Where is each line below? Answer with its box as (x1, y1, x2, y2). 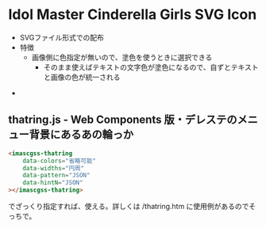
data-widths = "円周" (22, 164, 85, 172)
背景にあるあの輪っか (29, 128, 133, 142)
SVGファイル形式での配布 (19, 32, 105, 42)
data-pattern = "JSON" (22, 172, 91, 180)
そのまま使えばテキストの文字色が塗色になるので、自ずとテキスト (43, 62, 259, 72)
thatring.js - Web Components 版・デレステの (8, 113, 237, 127)
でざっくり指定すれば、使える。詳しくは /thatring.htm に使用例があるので (8, 202, 249, 211)
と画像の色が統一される (43, 72, 121, 82)
